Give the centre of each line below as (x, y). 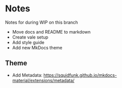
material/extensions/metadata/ (43, 80)
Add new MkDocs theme (37, 47)
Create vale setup (30, 37)
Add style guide (28, 42)
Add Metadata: (27, 75)
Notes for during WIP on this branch (42, 22)
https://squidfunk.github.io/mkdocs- (80, 75)
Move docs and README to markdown (51, 32)
